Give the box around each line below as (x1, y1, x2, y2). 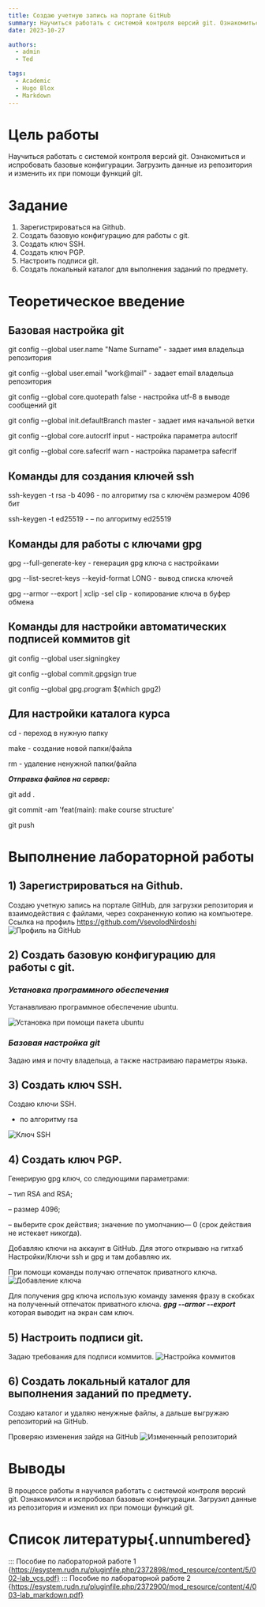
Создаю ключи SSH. (8, 1099, 77, 1109)
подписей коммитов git (8, 632, 131, 646)
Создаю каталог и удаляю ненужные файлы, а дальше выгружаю (8, 1408, 230, 1417)
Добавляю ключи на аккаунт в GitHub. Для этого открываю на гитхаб (8, 1244, 244, 1253)
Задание (8, 196, 69, 214)
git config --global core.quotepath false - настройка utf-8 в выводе (8, 392, 230, 402)
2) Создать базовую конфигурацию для (8, 949, 216, 962)
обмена (8, 597, 34, 606)
